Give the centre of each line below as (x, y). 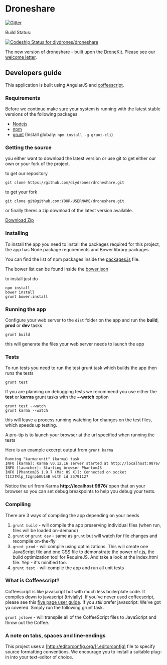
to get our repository (27, 174)
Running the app (26, 309)
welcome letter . (21, 57)
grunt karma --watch (27, 411)
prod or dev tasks (24, 325)
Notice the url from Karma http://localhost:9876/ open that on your (75, 486)
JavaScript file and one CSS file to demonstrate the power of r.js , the (83, 552)
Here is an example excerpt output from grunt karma (59, 450)
